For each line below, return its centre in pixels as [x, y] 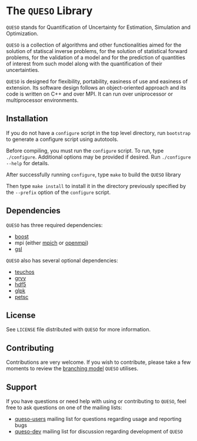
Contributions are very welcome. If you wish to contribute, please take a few [98, 362]
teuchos [24, 272]
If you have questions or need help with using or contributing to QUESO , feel [96, 401]
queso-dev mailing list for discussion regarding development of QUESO [99, 431]
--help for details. [28, 163]
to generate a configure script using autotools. [62, 139]
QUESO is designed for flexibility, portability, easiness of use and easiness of [97, 81]
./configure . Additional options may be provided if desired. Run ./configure [98, 157]
